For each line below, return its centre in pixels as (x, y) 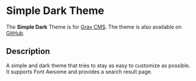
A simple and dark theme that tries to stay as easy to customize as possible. (98, 65)
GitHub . (15, 33)
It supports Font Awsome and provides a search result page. (79, 72)
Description (28, 52)
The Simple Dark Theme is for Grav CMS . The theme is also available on (94, 27)
